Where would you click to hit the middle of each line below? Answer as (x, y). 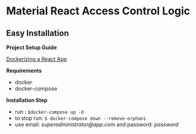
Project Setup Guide (32, 47)
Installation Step (27, 100)
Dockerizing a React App (37, 59)
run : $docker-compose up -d (49, 112)
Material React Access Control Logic (98, 11)
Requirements (24, 71)
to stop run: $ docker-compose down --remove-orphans (80, 118)
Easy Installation (38, 33)
